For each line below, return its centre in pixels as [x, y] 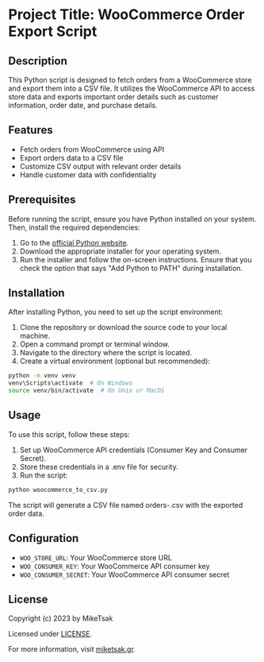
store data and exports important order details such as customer [114, 97]
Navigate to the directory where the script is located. [106, 353]
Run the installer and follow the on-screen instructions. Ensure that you [136, 259]
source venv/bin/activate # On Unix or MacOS [86, 391]
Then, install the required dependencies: [74, 227]
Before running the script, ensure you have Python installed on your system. [132, 219]
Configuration [44, 538]
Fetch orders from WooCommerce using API [92, 149]
